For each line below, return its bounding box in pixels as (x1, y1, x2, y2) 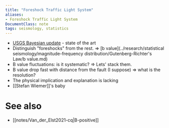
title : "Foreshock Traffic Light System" (5, 7, 94, 13)
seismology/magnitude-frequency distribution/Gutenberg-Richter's (12, 51, 152, 57)
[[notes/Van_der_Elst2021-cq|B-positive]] (12, 117, 99, 123)
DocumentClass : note (5, 21, 49, 27)
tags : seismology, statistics (5, 26, 69, 31)
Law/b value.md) (12, 56, 48, 62)
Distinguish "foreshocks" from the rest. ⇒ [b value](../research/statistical (12, 45, 164, 51)
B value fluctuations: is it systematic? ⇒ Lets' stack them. (12, 61, 132, 68)
